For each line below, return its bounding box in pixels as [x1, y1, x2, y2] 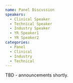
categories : [5, 40, 30, 45]
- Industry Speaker [9, 26, 50, 31]
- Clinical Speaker [9, 16, 50, 21]
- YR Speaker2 [9, 35, 39, 40]
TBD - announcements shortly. [5, 72, 68, 78]
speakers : [5, 12, 26, 17]
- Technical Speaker [9, 21, 52, 26]
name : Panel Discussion [5, 7, 55, 12]
